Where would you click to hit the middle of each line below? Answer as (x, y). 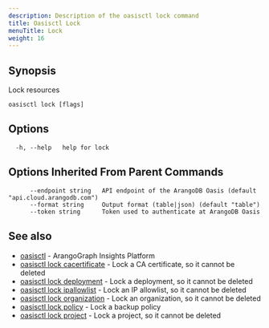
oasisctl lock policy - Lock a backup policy (90, 306)
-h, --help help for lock (63, 148)
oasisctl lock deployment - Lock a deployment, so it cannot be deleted (136, 281)
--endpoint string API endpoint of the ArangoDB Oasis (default (143, 190)
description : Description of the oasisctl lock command (104, 16)
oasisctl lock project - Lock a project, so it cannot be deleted (120, 315)
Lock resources (34, 90)
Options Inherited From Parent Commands (116, 172)
